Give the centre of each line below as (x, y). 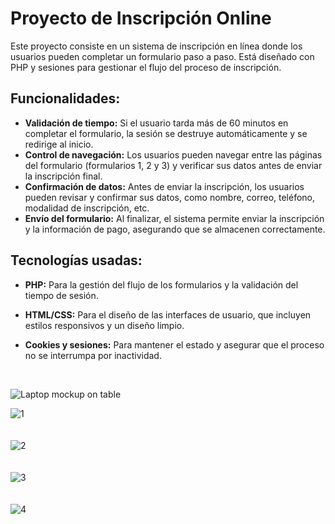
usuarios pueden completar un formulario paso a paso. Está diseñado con (162, 56)
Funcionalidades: (65, 98)
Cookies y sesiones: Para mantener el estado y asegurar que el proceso (174, 344)
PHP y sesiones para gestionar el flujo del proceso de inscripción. (146, 67)
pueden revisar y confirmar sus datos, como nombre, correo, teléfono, (170, 197)
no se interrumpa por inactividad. (93, 355)
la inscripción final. (63, 176)
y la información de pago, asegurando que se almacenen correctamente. (175, 229)
